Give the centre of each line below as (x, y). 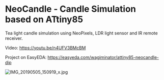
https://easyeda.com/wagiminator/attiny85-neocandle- (103, 57)
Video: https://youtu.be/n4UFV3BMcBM (45, 48)
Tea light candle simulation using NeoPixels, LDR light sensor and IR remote (82, 33)
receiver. (14, 38)
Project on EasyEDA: (26, 57)
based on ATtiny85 (44, 19)
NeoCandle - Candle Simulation (71, 9)
